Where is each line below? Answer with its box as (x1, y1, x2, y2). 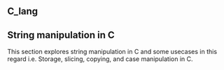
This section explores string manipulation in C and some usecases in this (7, 48, 218, 56)
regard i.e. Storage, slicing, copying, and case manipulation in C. (7, 55, 194, 63)
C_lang (7, 6, 38, 17)
